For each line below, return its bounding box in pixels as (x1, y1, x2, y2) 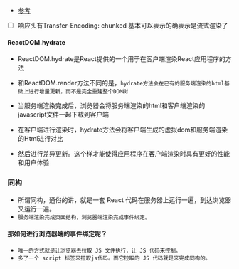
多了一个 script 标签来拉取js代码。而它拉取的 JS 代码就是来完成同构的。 (17, 255, 211, 262)
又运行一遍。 (17, 204, 55, 213)
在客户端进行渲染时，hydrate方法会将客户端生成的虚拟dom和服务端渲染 (17, 125, 228, 134)
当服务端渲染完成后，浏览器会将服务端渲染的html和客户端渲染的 (17, 102, 206, 110)
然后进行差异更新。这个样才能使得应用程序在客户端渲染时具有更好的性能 (17, 149, 230, 158)
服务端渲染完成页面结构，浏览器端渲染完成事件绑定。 (17, 213, 151, 221)
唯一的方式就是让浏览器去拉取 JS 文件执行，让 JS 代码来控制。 (17, 247, 181, 254)
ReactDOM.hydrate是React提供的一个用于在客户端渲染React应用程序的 (17, 55, 225, 63)
